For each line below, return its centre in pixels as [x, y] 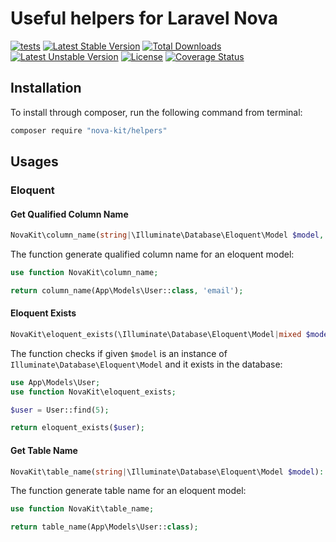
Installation [46, 88]
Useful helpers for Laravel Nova [144, 18]
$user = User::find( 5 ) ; [60, 410]
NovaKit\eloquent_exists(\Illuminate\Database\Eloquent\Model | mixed [156, 334]
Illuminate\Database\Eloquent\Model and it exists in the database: [146, 364]
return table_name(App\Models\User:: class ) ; [104, 527]
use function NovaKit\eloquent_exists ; [93, 392]
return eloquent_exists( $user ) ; [77, 428]
